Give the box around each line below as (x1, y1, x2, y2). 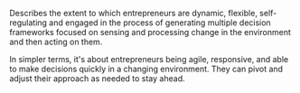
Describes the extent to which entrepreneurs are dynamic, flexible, (9, 8, 258, 18)
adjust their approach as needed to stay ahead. (9, 73, 185, 84)
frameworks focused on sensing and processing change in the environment (9, 27, 291, 37)
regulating (9, 17, 48, 28)
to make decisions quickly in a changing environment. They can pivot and (9, 63, 283, 74)
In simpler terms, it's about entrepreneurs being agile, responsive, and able (9, 54, 289, 64)
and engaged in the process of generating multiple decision (49, 17, 271, 28)
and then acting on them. (9, 36, 103, 47)
